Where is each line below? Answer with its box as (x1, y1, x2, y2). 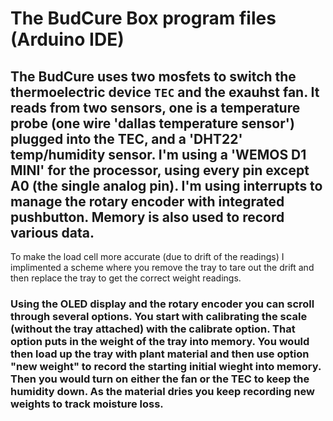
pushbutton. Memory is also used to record (10, 208, 285, 226)
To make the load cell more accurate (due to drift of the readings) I (10, 251, 285, 262)
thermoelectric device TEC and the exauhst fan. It (10, 83, 320, 101)
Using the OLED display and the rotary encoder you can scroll (10, 297, 315, 311)
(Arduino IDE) (10, 28, 125, 51)
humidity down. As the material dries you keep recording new (10, 384, 315, 398)
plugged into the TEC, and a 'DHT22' (10, 130, 243, 147)
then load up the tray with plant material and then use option (10, 347, 310, 361)
